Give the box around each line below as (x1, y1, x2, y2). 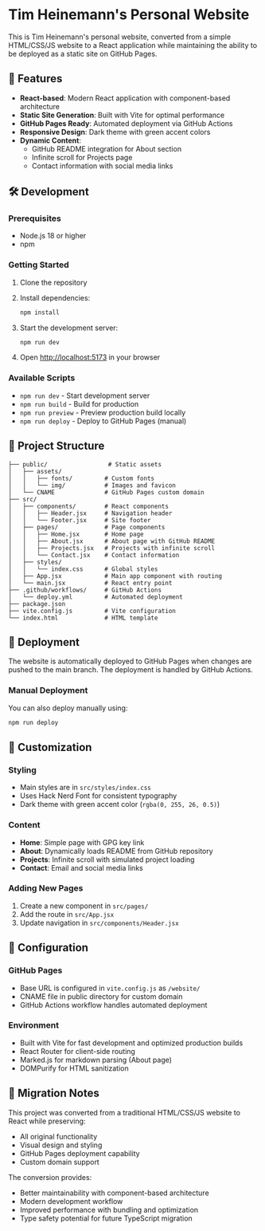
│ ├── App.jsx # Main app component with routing (8, 572, 223, 580)
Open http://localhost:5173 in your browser (19, 352, 161, 362)
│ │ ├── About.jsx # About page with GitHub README (8, 537, 216, 545)
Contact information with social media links (31, 161, 173, 171)
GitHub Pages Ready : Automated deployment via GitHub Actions (19, 118, 233, 128)
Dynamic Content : (19, 136, 82, 145)
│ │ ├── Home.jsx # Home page (8, 530, 145, 538)
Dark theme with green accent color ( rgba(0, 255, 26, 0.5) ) (19, 800, 220, 809)
